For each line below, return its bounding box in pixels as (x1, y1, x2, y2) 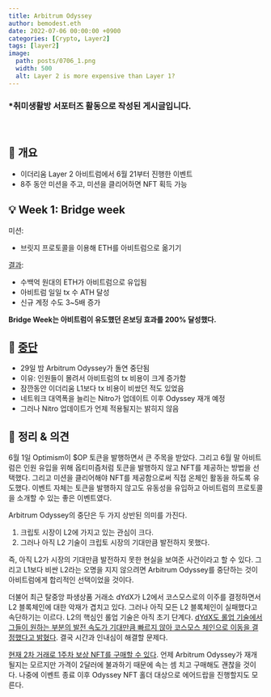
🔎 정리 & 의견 (8, 429, 70, 443)
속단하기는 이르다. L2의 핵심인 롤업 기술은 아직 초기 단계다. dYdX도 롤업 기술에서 (8, 612, 263, 623)
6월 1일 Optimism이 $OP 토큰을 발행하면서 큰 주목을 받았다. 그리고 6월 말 (8, 453, 240, 463)
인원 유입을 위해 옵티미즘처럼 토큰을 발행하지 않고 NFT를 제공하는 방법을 (23, 463, 252, 473)
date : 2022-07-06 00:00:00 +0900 (8, 27, 121, 35)
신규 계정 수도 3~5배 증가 (19, 297, 101, 307)
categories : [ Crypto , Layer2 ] (8, 34, 111, 43)
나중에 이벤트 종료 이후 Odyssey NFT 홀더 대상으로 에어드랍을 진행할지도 (19, 670, 250, 680)
